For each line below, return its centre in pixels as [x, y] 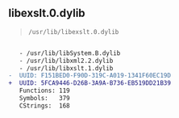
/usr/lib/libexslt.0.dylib [73, 32]
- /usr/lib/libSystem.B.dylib [70, 53]
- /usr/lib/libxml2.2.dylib [66, 61]
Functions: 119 [44, 91]
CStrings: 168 [44, 105]
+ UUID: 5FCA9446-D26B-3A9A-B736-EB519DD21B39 [90, 83]
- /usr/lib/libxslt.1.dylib [66, 68]
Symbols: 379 [44, 99]
